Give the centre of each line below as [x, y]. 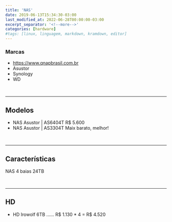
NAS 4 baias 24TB [25, 171]
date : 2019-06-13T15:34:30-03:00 [41, 15]
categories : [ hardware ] [31, 29]
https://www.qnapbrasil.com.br [46, 63]
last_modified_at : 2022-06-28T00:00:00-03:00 [55, 19]
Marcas [15, 52]
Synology [23, 74]
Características [30, 159]
